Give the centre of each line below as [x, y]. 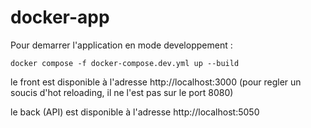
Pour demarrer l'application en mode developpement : [121, 45]
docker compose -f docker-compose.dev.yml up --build [125, 63]
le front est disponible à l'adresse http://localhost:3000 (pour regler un [156, 82]
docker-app [60, 17]
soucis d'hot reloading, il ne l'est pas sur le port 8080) [122, 92]
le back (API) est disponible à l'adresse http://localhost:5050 [135, 112]
